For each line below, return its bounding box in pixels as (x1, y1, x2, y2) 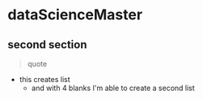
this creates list (19, 75, 70, 84)
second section (7, 38, 87, 52)
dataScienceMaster (7, 6, 143, 24)
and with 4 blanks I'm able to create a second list (31, 83, 195, 93)
